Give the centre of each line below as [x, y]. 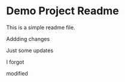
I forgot [15, 62]
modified [17, 73]
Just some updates [30, 50]
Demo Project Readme [63, 11]
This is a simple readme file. [41, 27]
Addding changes [28, 39]
